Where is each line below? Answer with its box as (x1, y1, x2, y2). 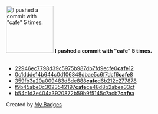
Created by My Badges (6, 101, 62, 108)
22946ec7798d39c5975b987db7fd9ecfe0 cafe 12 (14, 65, 134, 72)
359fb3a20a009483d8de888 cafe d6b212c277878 (14, 77, 137, 84)
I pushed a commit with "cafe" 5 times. (54, 47, 152, 54)
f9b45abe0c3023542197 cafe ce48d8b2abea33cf (14, 84, 135, 90)
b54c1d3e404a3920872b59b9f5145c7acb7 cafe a (14, 90, 134, 96)
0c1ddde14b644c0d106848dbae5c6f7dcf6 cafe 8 (14, 71, 134, 78)
